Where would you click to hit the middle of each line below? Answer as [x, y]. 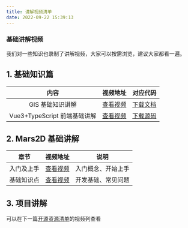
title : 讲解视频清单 [29, 12]
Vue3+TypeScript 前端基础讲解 [53, 116]
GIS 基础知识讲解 [53, 104]
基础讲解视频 [25, 40]
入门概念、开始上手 [103, 169]
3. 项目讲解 [27, 203]
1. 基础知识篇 [30, 75]
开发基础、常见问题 [103, 180]
